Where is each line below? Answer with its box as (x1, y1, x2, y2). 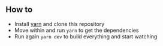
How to (5, 5, 33, 15)
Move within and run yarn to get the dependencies (14, 27, 139, 34)
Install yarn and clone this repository (14, 20, 105, 27)
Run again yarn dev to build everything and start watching (14, 32, 158, 40)
